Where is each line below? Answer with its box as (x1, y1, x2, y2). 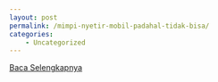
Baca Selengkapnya (9, 62, 83, 73)
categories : (9, 29, 54, 38)
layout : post (9, 12, 58, 22)
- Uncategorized (25, 37, 87, 47)
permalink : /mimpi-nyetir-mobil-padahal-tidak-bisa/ (9, 21, 210, 30)
